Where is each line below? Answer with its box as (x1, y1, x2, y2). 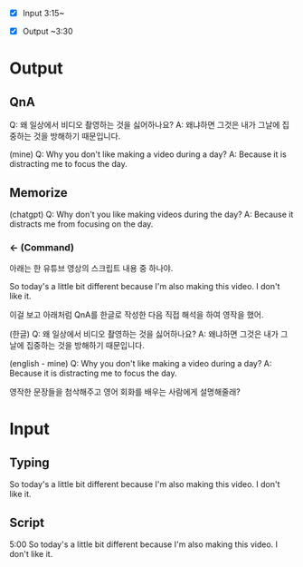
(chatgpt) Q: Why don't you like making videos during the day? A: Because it (9, 209, 294, 220)
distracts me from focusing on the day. (9, 218, 154, 230)
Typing (9, 455, 50, 470)
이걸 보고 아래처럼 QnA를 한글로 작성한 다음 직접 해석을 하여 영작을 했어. (9, 309, 264, 320)
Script (9, 514, 45, 530)
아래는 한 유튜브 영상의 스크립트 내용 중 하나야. (9, 263, 174, 274)
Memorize (9, 185, 68, 200)
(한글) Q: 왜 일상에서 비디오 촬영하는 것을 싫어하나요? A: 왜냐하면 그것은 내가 (9, 328, 279, 339)
